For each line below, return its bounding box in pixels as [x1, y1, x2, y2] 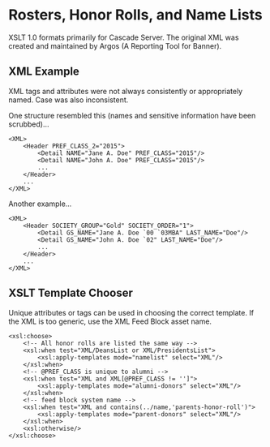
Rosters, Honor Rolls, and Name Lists [8, 6, 263, 24]
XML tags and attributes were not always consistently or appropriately [8, 86, 243, 96]
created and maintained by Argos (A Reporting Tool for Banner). [8, 41, 222, 50]
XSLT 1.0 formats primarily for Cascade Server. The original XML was [8, 32, 239, 42]
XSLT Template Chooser [8, 286, 134, 300]
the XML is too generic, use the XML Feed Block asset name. [8, 316, 212, 326]
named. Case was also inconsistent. [8, 95, 129, 105]
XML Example [8, 65, 79, 79]
